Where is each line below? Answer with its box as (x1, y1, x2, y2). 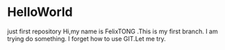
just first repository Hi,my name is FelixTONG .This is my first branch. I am (7, 27, 218, 35)
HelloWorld (7, 4, 73, 20)
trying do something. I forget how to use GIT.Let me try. (7, 34, 166, 42)
